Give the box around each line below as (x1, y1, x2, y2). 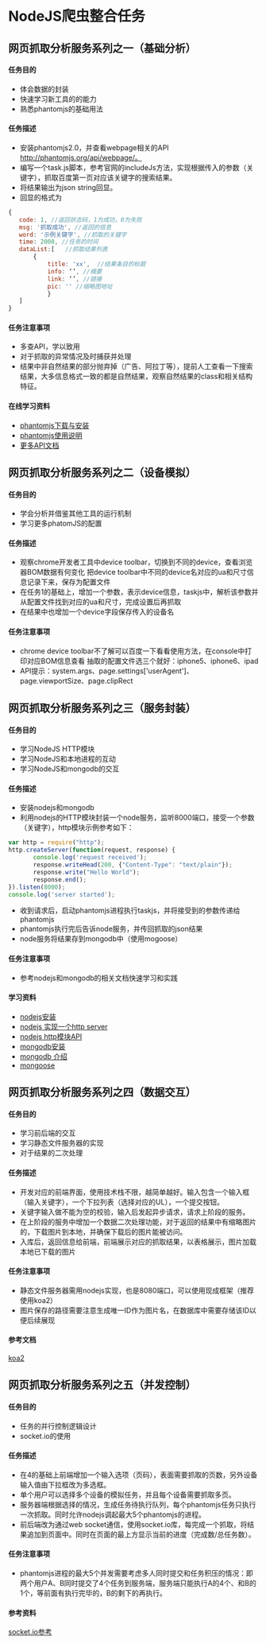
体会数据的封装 (19, 84, 69, 94)
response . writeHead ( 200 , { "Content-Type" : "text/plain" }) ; (33, 861, 233, 869)
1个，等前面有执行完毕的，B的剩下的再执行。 (19, 1588, 167, 1598)
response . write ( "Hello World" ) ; (33, 868, 141, 876)
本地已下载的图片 (19, 1247, 76, 1256)
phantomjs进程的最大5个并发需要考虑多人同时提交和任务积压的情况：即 (19, 1568, 253, 1578)
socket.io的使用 (19, 1431, 71, 1440)
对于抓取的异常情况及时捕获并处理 (19, 351, 132, 362)
